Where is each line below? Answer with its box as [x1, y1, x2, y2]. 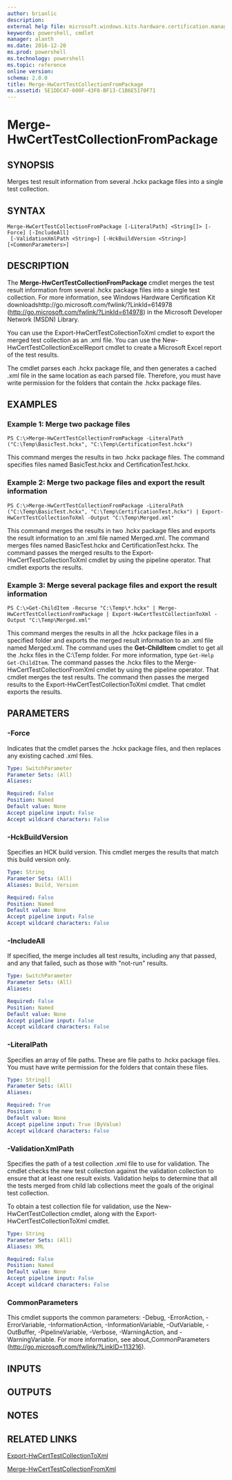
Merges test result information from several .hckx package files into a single [7, 178, 223, 186]
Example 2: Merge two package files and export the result [7, 478, 205, 487]
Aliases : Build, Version [7, 881, 79, 888]
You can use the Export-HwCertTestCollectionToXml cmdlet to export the [7, 328, 215, 337]
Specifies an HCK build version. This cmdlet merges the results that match [7, 848, 219, 856]
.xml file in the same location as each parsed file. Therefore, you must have [7, 371, 221, 380]
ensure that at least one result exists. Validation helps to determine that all [7, 1174, 217, 1182]
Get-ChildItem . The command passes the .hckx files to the [7, 658, 174, 667]
